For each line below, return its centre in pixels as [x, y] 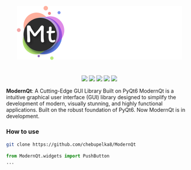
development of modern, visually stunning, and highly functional [84, 103]
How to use [23, 132]
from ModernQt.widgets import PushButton [58, 156]
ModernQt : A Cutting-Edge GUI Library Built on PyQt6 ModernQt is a [90, 91]
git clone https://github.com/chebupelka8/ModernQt [71, 145]
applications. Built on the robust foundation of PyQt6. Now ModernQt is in [96, 110]
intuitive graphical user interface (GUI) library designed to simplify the [91, 97]
